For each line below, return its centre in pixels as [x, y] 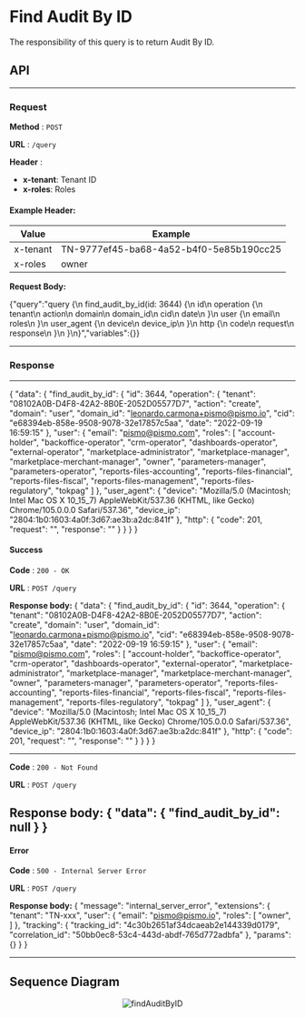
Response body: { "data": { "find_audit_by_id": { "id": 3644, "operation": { [148, 605]
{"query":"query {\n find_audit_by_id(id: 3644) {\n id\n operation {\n [136, 304]
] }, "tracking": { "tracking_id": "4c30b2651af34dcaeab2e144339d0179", [144, 925]
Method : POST [36, 127]
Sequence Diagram [64, 981]
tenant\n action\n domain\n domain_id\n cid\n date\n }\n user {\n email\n [145, 314]
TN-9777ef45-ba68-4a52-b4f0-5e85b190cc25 [171, 249]
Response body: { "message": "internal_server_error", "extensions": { [140, 906]
